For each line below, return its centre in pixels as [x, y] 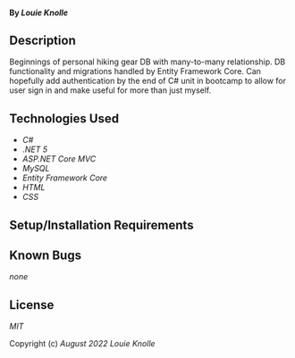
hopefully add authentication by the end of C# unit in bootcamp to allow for [148, 81]
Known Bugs [46, 255]
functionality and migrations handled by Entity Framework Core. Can [135, 71]
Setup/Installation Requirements [101, 225]
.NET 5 [35, 150]
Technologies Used [64, 118]
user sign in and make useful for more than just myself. [110, 90]
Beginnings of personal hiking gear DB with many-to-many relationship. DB [147, 62]
